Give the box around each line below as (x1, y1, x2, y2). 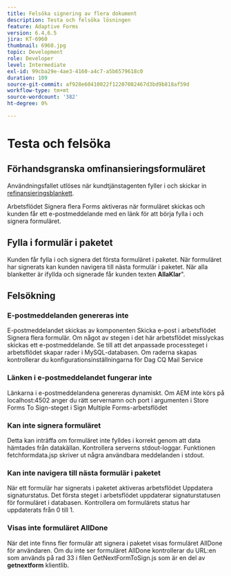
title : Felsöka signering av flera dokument (7, 10, 137, 17)
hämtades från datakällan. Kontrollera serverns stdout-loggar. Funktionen (7, 443, 216, 452)
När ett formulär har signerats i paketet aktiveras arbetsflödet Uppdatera (7, 484, 213, 492)
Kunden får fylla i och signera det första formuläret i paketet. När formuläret (7, 255, 222, 263)
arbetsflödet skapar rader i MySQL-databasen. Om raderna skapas (7, 348, 197, 356)
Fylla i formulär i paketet (7, 237, 113, 249)
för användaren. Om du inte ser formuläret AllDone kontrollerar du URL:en (7, 546, 217, 555)
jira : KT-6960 (7, 36, 48, 43)
